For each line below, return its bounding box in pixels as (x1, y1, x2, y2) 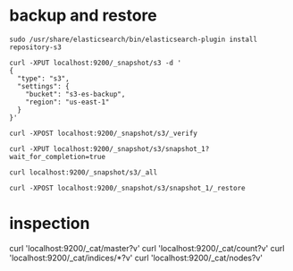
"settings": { (17, 81, 70, 90)
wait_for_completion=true (9, 152, 105, 161)
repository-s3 (9, 42, 63, 52)
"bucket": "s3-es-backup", (25, 89, 126, 98)
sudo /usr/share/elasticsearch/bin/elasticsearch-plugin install (9, 35, 257, 44)
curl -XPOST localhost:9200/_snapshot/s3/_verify (9, 129, 198, 138)
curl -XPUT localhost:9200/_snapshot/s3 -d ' (9, 58, 181, 67)
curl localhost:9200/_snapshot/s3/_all (9, 167, 158, 177)
